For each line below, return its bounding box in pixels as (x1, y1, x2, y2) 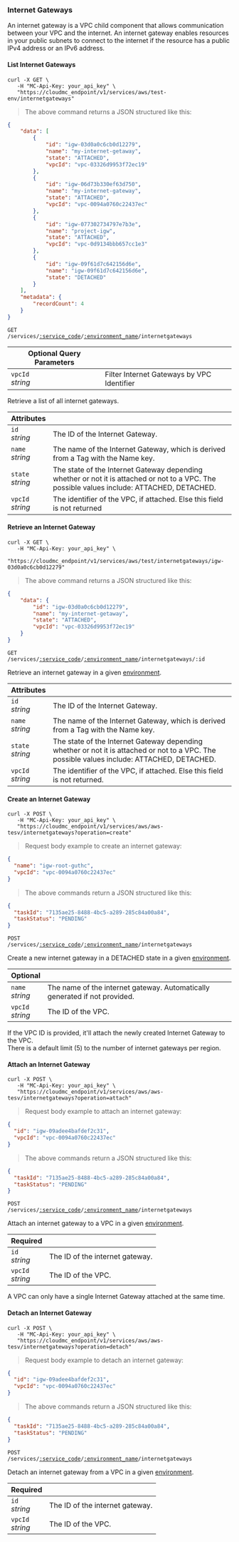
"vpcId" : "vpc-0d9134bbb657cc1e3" (45, 240, 148, 248)
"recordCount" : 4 (33, 300, 84, 308)
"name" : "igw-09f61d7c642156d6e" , (45, 267, 148, 274)
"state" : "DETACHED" (45, 273, 107, 281)
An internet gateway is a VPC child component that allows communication (7, 21, 224, 30)
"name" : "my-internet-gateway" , (45, 188, 142, 195)
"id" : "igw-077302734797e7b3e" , (45, 220, 142, 228)
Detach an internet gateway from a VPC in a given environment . (7, 1468, 194, 1476)
